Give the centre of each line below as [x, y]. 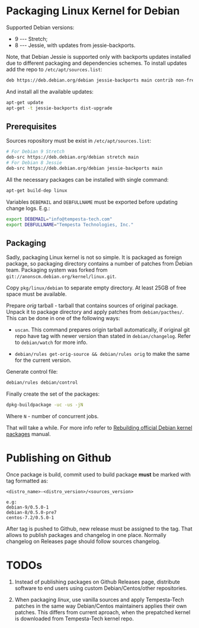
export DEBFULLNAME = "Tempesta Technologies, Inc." [70, 225]
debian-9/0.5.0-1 [28, 507]
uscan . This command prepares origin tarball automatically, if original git [102, 330]
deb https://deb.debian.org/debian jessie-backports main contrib [90, 80]
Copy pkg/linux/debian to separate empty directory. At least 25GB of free [96, 288]
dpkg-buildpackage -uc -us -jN [45, 405]
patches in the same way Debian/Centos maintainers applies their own [101, 606]
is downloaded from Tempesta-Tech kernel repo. [74, 618]
